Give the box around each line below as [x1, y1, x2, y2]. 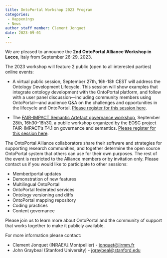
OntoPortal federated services [12, 186, 75, 192]
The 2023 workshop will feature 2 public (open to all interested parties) [5, 63, 152, 70]
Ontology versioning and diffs [12, 192, 73, 198]
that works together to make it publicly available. [5, 222, 105, 229]
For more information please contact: [5, 232, 81, 238]
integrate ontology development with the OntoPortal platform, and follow [12, 89, 161, 95]
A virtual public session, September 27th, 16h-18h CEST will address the [12, 78, 161, 85]
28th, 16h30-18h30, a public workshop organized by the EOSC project [12, 120, 157, 126]
